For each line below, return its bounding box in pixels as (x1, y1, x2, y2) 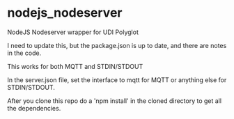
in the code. (7, 49, 42, 57)
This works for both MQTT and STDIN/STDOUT (7, 62, 143, 70)
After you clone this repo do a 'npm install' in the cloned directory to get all (7, 96, 221, 105)
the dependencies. (7, 104, 61, 112)
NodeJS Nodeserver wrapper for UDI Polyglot (7, 28, 139, 36)
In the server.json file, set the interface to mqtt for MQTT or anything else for (7, 75, 227, 84)
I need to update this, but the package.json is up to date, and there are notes (7, 41, 227, 49)
